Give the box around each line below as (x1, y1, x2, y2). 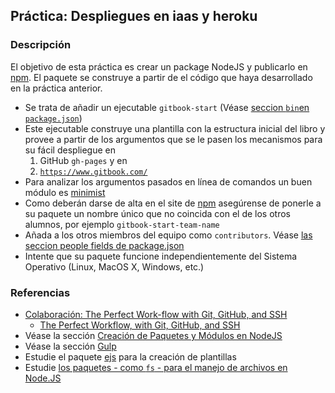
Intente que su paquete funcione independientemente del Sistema (24, 250, 298, 262)
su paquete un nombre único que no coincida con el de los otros (24, 207, 291, 219)
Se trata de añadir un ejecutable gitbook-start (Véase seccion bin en (24, 101, 310, 113)
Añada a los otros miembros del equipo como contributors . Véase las (24, 229, 313, 241)
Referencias (10, 285, 71, 299)
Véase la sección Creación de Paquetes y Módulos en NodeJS (24, 329, 283, 341)
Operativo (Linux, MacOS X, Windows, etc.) (24, 260, 205, 273)
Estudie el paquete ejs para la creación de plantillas (24, 350, 237, 363)
